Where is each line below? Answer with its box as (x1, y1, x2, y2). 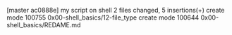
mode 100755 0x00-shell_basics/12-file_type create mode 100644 (6, 13, 200, 22)
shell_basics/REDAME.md (6, 21, 81, 29)
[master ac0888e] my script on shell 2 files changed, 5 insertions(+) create (6, 6, 225, 14)
